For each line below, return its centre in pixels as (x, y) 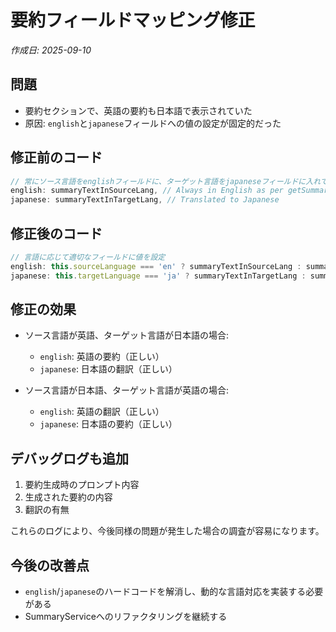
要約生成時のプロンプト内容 (82, 485)
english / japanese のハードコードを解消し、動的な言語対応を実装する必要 (174, 592)
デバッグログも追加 (69, 458)
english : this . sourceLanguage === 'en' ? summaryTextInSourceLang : (156, 266)
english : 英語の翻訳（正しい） (102, 412)
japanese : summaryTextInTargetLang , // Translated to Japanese (145, 200)
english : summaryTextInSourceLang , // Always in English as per (147, 191)
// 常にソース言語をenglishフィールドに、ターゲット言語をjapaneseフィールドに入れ (165, 181)
